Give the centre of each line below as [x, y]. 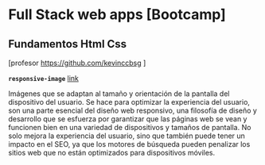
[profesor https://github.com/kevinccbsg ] [77, 63]
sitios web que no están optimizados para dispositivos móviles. [112, 153]
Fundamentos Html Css [68, 44]
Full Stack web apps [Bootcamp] [117, 15]
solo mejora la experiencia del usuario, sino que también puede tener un [127, 136]
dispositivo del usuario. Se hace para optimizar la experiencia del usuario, [129, 102]
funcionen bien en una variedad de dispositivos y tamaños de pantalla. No [130, 127]
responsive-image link [44, 78]
